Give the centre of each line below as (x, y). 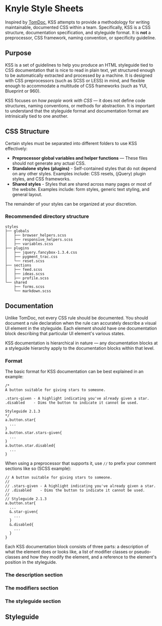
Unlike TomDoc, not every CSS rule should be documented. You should (77, 318)
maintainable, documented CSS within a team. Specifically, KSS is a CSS (78, 27)
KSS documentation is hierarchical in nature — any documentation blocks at (81, 343)
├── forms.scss (29, 287)
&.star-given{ (24, 512)
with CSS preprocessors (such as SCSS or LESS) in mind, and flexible (75, 80)
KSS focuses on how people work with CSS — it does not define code (75, 100)
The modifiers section (32, 588)
